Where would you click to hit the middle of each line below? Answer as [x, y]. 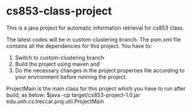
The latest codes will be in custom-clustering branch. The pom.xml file [94, 39]
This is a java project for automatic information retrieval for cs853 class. [95, 28]
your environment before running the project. [71, 77]
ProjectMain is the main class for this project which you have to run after [96, 88]
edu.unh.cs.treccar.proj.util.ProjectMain [55, 101]
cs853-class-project [59, 11]
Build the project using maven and [57, 64]
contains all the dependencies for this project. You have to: [79, 46]
